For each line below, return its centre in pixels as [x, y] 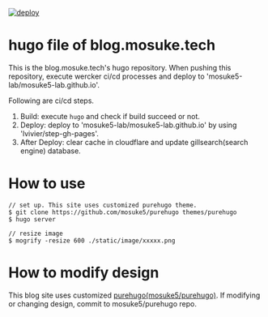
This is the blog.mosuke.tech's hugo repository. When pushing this [120, 67]
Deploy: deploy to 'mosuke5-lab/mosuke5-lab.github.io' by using [128, 125]
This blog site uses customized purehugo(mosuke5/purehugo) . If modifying [134, 295]
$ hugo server [32, 219]
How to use [47, 184]
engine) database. [50, 151]
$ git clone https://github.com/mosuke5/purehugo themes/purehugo [123, 212]
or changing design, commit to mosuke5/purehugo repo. [102, 303]
